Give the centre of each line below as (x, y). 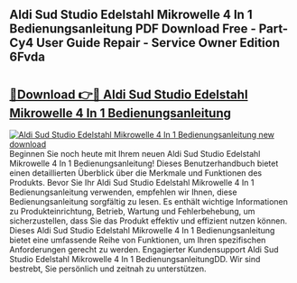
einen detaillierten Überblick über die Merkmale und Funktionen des (136, 173)
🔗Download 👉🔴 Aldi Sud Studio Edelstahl (129, 94)
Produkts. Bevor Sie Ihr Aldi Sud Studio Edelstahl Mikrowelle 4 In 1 (132, 183)
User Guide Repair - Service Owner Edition (158, 43)
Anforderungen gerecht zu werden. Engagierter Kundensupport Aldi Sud (144, 250)
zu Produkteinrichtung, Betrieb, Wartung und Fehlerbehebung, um (132, 211)
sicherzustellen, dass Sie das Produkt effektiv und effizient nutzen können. (148, 221)
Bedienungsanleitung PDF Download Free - (133, 29)
